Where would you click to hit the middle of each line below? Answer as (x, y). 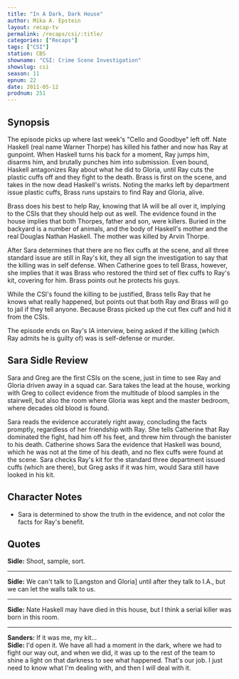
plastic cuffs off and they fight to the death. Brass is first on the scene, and (117, 177)
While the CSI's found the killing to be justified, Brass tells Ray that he (109, 294)
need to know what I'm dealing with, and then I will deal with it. (99, 668)
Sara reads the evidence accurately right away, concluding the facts (107, 421)
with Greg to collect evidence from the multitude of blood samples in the (113, 393)
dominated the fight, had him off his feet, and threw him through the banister (119, 437)
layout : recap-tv (33, 27)
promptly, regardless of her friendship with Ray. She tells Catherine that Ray (118, 429)
